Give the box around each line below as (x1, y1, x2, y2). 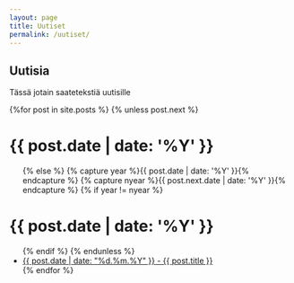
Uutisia (9, 63, 50, 78)
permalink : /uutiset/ (9, 30, 91, 39)
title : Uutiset (9, 22, 66, 31)
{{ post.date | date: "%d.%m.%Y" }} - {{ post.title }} (22, 255, 213, 266)
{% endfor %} (22, 265, 74, 276)
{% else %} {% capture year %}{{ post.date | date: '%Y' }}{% (22, 165, 249, 176)
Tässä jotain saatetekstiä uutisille (9, 87, 132, 98)
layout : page (9, 13, 58, 22)
